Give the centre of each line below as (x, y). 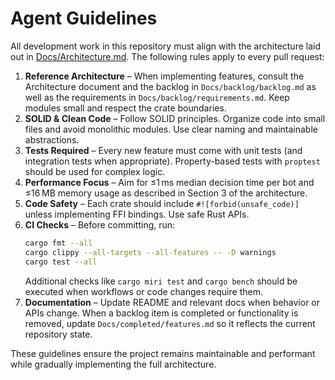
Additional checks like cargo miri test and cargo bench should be (161, 281)
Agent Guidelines (84, 18)
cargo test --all (61, 262)
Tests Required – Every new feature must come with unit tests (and (163, 150)
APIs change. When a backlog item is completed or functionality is (161, 313)
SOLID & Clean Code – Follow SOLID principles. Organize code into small (175, 118)
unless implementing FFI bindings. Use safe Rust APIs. (137, 214)
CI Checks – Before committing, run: (100, 224)
